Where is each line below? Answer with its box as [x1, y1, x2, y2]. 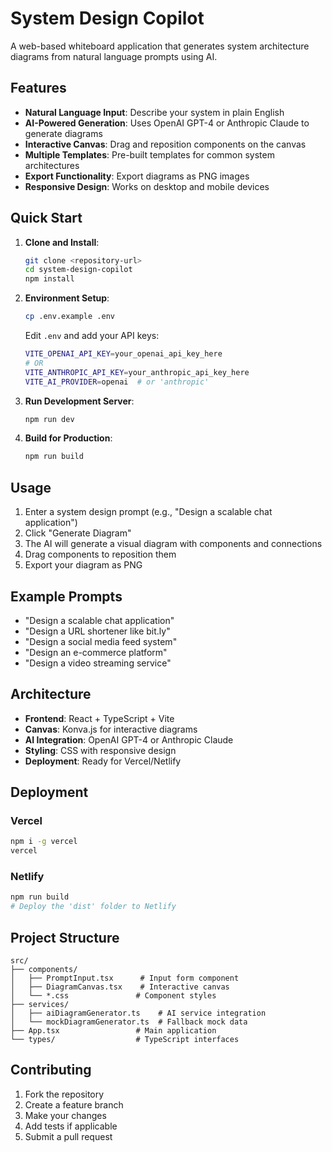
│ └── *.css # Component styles [10, 991, 217, 1001]
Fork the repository [24, 1088, 105, 1100]
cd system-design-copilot [24, 265, 133, 275]
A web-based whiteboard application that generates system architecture [10, 40, 310, 52]
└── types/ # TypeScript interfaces [10, 1035, 240, 1045]
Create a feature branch [24, 1098, 124, 1111]
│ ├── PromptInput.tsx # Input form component [10, 973, 240, 984]
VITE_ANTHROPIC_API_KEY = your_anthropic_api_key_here [24, 367, 250, 377]
